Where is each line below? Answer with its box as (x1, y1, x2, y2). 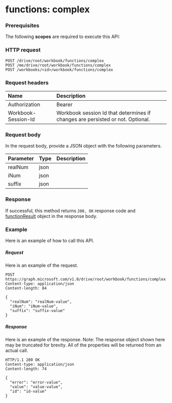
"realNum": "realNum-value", (10, 299, 72, 304)
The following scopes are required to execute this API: (5, 33, 120, 40)
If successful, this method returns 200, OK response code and (5, 207, 136, 214)
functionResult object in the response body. (5, 213, 97, 219)
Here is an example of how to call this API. (5, 237, 94, 244)
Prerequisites (5, 22, 39, 29)
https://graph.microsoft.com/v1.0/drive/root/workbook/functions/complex (5, 277, 166, 282)
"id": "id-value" (10, 389, 47, 394)
